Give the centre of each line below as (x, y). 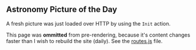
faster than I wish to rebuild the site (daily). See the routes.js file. (84, 41)
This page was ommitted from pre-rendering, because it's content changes (98, 35)
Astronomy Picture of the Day (62, 10)
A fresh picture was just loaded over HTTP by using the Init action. (89, 23)
